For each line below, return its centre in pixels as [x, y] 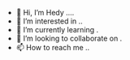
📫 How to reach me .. [53, 47]
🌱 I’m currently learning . [57, 30]
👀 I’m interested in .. [49, 21]
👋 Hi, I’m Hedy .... [45, 13]
